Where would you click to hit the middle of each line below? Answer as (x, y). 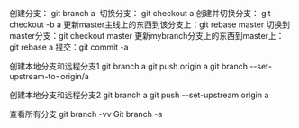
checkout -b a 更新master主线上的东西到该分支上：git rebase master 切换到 (150, 24)
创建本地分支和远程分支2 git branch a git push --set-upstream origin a (139, 95)
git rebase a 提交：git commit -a (69, 47)
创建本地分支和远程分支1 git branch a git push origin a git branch (128, 66)
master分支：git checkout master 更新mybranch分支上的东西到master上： (147, 36)
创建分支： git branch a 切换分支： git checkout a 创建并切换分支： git (140, 13)
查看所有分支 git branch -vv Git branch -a (86, 114)
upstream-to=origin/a (50, 76)
